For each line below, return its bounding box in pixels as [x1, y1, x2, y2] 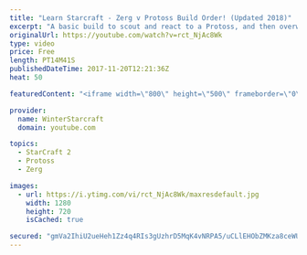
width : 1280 [26, 198, 71, 207]
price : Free [9, 48, 55, 57]
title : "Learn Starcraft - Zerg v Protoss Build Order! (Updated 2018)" [9, 13, 292, 23]
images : [9, 181, 39, 190]
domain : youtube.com [17, 122, 96, 133]
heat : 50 [9, 73, 43, 82]
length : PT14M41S [9, 56, 76, 65]
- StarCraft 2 [17, 148, 71, 157]
